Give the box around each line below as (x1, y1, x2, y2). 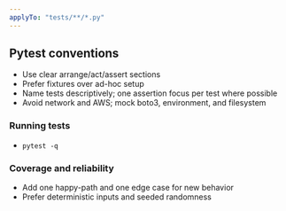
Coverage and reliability (9, 161, 115, 174)
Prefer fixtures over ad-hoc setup (21, 79, 144, 90)
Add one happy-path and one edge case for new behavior (21, 183, 235, 193)
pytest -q (21, 141, 59, 151)
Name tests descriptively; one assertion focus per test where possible (21, 88, 278, 98)
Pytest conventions (9, 46, 120, 61)
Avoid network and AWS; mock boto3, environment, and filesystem (21, 98, 267, 108)
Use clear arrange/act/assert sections (21, 69, 161, 80)
